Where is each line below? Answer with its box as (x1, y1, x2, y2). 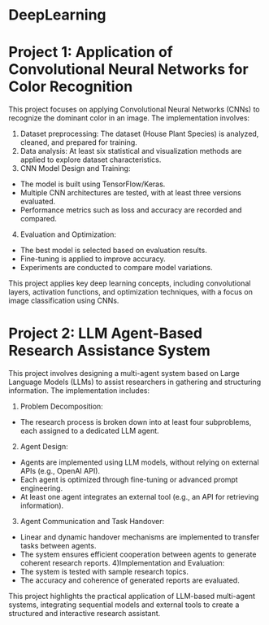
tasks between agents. (20, 541, 97, 551)
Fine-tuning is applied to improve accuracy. (20, 254, 166, 264)
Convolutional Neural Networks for (8, 60, 249, 79)
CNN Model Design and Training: (20, 164, 131, 173)
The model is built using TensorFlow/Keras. (20, 179, 166, 189)
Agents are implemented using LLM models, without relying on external (20, 457, 259, 467)
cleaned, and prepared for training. (20, 138, 138, 147)
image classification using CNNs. (8, 295, 119, 306)
